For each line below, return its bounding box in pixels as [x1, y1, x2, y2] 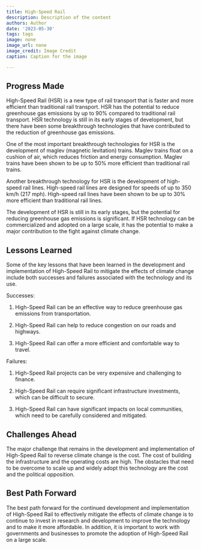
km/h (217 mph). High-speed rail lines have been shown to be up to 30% [6, 191, 186, 198]
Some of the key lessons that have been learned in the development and [6, 261, 185, 268]
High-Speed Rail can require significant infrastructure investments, [14, 387, 181, 394]
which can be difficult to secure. [14, 394, 95, 401]
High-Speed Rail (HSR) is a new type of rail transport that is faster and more [6, 97, 194, 104]
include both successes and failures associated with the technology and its [6, 274, 192, 281]
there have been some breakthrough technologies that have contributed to [6, 123, 191, 130]
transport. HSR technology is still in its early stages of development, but [6, 116, 184, 123]
